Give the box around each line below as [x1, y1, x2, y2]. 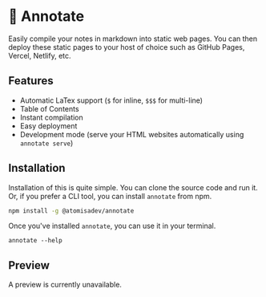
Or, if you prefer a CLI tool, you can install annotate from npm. [8, 191, 212, 201]
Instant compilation [19, 112, 84, 122]
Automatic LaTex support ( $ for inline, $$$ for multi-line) [19, 96, 203, 105]
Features [8, 74, 54, 87]
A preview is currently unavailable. [8, 280, 123, 290]
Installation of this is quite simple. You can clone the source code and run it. [8, 182, 258, 192]
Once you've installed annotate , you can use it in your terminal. [8, 221, 216, 231]
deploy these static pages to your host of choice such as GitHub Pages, [8, 42, 245, 51]
